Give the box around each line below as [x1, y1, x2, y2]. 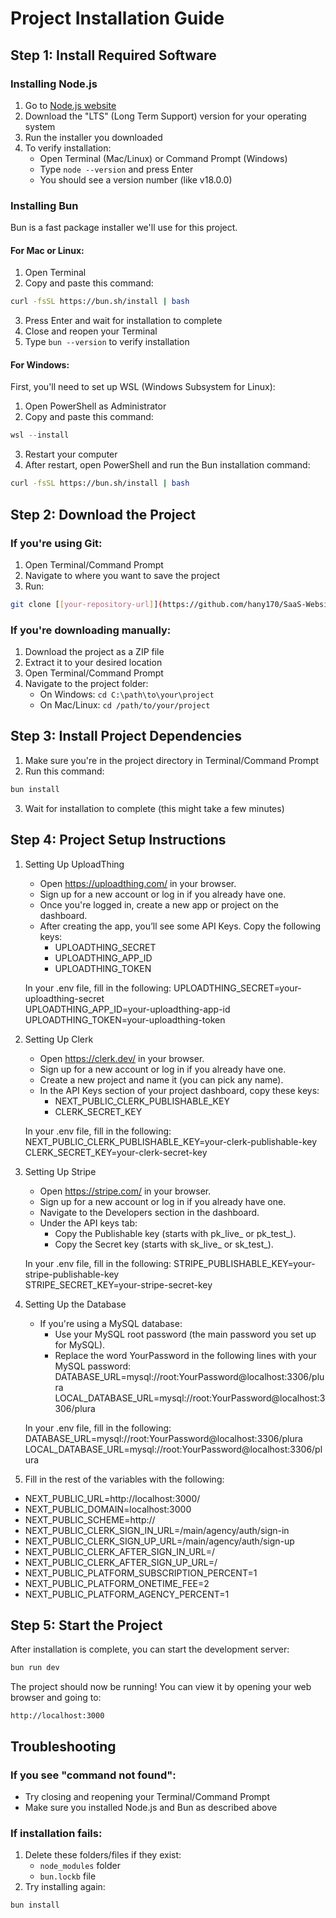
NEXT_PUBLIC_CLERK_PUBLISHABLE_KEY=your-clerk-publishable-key [24, 1135, 318, 1147]
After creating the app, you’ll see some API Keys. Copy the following [39, 920, 322, 932]
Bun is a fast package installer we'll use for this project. [10, 222, 238, 234]
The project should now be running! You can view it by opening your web [10, 1681, 312, 1693]
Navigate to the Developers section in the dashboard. [39, 1206, 260, 1218]
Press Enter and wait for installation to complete [24, 315, 223, 327]
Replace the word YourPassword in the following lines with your [54, 1349, 317, 1361]
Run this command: [24, 765, 105, 777]
